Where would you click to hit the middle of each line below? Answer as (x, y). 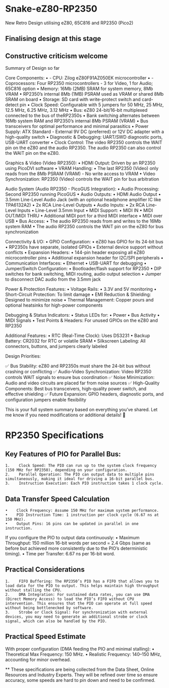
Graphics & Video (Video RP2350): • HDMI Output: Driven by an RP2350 (80, 163)
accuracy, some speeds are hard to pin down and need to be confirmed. (80, 680)
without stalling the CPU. (34, 590)
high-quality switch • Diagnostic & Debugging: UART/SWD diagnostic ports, (84, 137)
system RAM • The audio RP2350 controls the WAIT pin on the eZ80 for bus (84, 227)
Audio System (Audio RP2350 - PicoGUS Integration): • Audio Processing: (82, 189)
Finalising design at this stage (53, 39)
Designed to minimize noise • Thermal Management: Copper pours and (79, 300)
